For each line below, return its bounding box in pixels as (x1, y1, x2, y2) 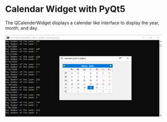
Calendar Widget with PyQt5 (5, 3, 126, 15)
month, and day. (5, 25, 38, 31)
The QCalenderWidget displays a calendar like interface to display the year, (5, 20, 160, 26)
